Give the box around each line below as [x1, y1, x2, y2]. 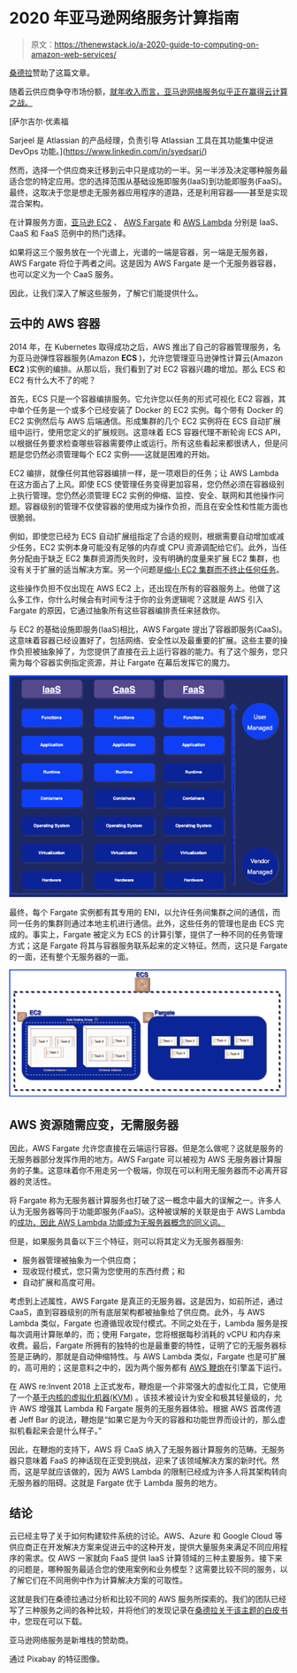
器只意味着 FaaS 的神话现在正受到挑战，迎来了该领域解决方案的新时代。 [9, 1455, 272, 1466]
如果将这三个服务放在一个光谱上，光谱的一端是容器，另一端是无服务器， [9, 246, 272, 257]
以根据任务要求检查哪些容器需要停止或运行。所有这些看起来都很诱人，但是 [9, 438, 280, 448]
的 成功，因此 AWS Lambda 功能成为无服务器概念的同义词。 [9, 1217, 225, 1227]
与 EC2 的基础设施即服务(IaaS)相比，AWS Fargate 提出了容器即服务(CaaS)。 [9, 624, 287, 634]
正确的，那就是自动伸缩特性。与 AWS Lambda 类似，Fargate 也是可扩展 [24, 1350, 286, 1361]
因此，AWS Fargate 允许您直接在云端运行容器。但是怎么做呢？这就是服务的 [9, 1142, 284, 1153]
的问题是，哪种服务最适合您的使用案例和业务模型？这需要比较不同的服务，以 [9, 1564, 288, 1575]
